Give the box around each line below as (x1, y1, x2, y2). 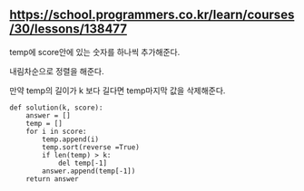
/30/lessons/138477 (9, 22, 127, 37)
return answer (25, 174, 79, 184)
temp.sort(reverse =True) (42, 142, 141, 152)
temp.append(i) (42, 135, 100, 144)
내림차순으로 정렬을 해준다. (9, 65, 104, 76)
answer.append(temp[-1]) (42, 167, 136, 176)
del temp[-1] (57, 158, 107, 167)
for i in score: (25, 127, 88, 136)
